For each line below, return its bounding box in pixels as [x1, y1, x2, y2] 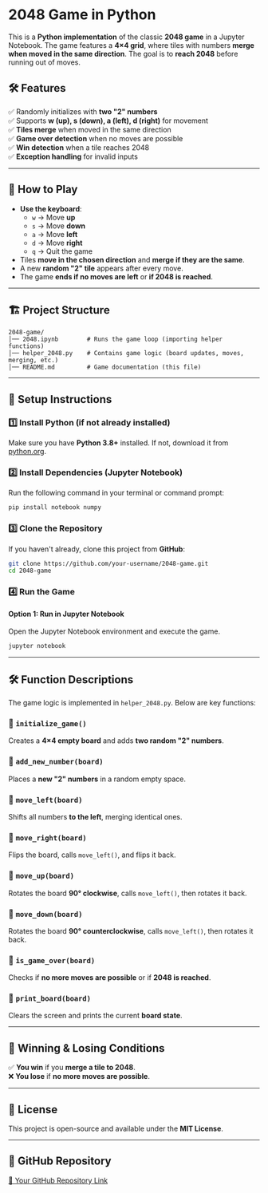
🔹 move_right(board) [8, 832, 87, 843]
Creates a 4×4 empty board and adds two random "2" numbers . [8, 736, 225, 745]
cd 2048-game [8, 567, 52, 575]
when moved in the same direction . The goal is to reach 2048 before [8, 49, 238, 58]
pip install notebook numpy [8, 504, 102, 512]
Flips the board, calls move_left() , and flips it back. [8, 850, 176, 859]
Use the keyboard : [19, 203, 82, 213]
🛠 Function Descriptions [8, 673, 134, 686]
